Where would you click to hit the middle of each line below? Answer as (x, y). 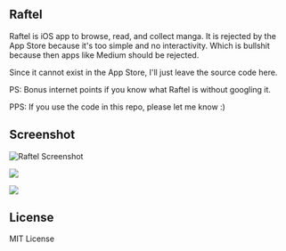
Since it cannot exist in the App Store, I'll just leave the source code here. (143, 72)
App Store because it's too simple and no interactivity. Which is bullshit (139, 45)
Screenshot (42, 135)
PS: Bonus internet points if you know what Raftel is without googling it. (140, 89)
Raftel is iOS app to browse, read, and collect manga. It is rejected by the (143, 36)
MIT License (32, 239)
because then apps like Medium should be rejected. (104, 55)
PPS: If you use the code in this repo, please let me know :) (117, 107)
